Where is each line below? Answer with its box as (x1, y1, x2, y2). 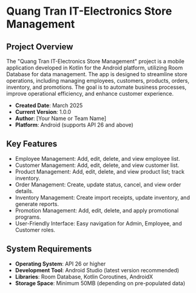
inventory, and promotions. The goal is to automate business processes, (6, 83, 187, 91)
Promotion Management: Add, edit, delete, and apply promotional (15, 207, 179, 214)
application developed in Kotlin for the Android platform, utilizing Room (6, 64, 183, 71)
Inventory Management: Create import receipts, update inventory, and (15, 194, 190, 201)
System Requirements (6, 244, 92, 254)
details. (15, 187, 34, 194)
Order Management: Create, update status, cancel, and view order (15, 181, 181, 188)
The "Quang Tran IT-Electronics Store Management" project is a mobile (6, 58, 185, 65)
